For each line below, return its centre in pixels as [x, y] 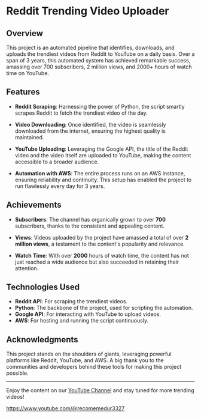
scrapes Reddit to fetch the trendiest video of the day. [81, 113]
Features [23, 92]
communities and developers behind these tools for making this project [94, 367]
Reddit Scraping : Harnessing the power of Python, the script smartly [100, 106]
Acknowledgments [42, 340]
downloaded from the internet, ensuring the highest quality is [90, 131]
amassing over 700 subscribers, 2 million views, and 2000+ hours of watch [99, 67]
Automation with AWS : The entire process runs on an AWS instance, [100, 173]
